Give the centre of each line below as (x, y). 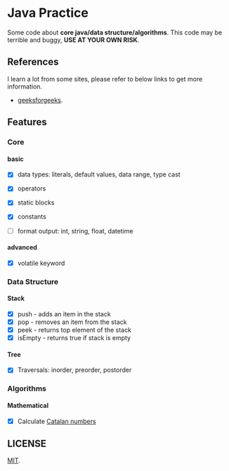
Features (27, 122)
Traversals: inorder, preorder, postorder (74, 370)
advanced (22, 247)
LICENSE (27, 444)
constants (32, 217)
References (33, 62)
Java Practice (48, 13)
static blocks (36, 202)
